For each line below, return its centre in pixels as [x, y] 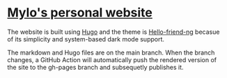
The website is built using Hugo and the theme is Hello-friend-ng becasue [113, 32]
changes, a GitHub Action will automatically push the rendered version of [112, 59]
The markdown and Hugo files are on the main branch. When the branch [111, 52]
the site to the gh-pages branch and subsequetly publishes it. [95, 67]
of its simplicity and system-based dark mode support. [86, 39]
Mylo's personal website [80, 13]
